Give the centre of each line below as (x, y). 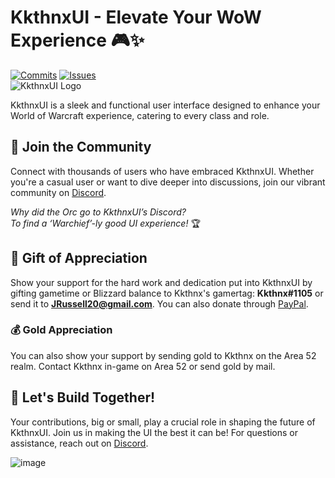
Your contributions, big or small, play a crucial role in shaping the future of (163, 422)
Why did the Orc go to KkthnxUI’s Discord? (98, 212)
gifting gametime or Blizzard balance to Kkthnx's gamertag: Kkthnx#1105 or (167, 293)
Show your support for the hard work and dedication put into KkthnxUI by (161, 282)
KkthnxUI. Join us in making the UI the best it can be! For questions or (154, 432)
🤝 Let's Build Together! (83, 397)
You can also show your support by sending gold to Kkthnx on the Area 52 (163, 355)
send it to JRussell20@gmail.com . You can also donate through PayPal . (159, 303)
